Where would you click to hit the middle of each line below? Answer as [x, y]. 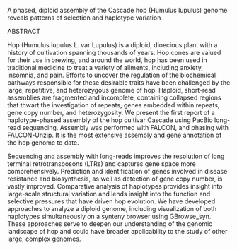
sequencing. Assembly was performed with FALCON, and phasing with [125, 127]
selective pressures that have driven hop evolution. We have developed [111, 201]
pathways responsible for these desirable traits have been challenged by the [119, 83]
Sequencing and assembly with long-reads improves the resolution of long [116, 156]
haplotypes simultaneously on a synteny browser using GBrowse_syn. [109, 216]
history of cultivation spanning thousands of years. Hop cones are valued [114, 53]
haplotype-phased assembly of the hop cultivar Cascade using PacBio [110, 120]
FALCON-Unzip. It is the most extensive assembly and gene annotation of [115, 135]
